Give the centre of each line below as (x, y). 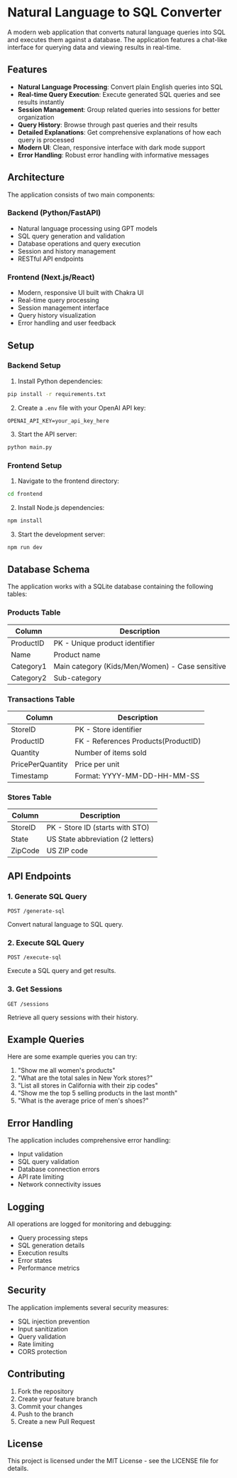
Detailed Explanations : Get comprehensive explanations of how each (119, 132)
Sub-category (77, 677)
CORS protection (42, 1351)
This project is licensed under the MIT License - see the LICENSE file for (113, 1461)
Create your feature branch (57, 1399)
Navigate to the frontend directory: (68, 481)
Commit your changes (50, 1406)
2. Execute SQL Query (46, 942)
